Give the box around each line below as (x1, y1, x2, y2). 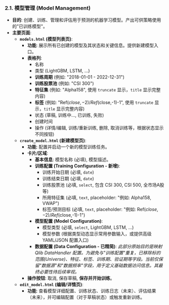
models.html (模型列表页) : (19, 36, 73, 42)
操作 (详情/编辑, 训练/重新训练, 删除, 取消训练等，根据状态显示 (34, 125, 164, 131)
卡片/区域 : (27, 150, 49, 156)
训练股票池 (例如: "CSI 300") (34, 80, 94, 87)
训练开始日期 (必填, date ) (42, 169, 94, 176)
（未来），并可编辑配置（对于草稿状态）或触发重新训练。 (27, 294, 145, 300)
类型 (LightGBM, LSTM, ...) (34, 67, 90, 74)
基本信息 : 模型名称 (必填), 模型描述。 (34, 156, 111, 163)
